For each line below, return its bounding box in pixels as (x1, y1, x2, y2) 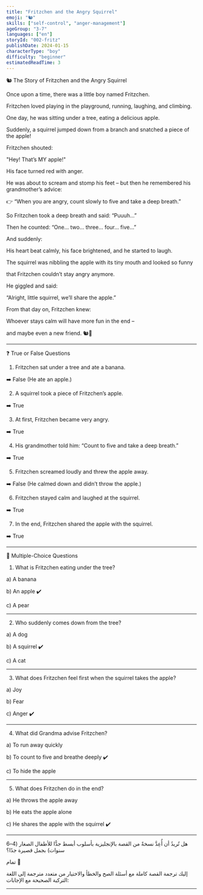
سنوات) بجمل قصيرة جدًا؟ (6, 846, 65, 854)
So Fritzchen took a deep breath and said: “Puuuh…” (6, 211, 137, 219)
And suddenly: (6, 235, 43, 242)
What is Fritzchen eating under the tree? (14, 564, 115, 571)
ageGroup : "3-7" (6, 25, 47, 32)
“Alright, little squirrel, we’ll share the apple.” (6, 294, 117, 301)
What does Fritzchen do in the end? (14, 785, 104, 792)
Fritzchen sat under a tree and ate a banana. (14, 363, 126, 371)
